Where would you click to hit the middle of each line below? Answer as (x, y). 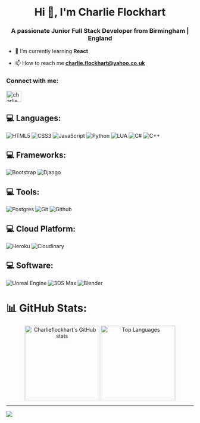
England (100, 38)
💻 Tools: (23, 192)
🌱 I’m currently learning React (51, 51)
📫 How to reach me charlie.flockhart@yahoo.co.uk (80, 63)
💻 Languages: (34, 118)
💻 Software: (30, 266)
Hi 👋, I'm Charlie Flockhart (100, 12)
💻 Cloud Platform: (41, 229)
